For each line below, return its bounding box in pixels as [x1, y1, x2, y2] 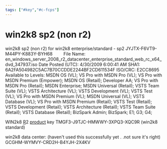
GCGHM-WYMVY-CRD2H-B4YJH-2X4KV [5, 139, 91, 145]
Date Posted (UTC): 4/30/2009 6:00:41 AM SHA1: [38, 61, 140, 67]
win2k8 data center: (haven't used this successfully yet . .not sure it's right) [5, 133, 161, 140]
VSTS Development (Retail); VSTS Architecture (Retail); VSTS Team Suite [5, 103, 156, 110]
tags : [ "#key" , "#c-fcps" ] [5, 7, 59, 12]
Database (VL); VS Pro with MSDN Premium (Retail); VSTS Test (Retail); [5, 98, 152, 104]
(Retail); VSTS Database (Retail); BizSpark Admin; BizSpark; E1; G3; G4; [5, 109, 152, 115]
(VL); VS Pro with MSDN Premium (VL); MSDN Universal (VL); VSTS [5, 93, 145, 99]
